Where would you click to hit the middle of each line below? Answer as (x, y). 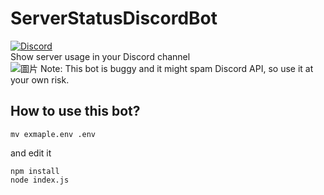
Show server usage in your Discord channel (100, 56)
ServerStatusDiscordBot (114, 18)
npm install (35, 171)
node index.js (40, 180)
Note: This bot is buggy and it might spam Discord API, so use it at (176, 68)
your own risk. (40, 79)
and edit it (31, 153)
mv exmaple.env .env (53, 134)
